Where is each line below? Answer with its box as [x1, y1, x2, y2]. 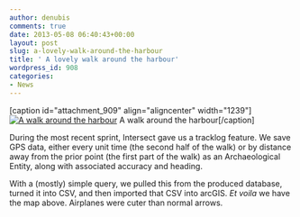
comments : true [9, 22, 67, 31]
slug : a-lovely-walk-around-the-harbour [9, 47, 164, 56]
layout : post [9, 38, 59, 48]
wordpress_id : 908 [9, 64, 78, 73]
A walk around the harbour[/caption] [119, 114, 255, 125]
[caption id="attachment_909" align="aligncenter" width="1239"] [9, 104, 252, 115]
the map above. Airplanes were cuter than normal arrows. [9, 197, 223, 208]
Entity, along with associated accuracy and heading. [9, 160, 203, 171]
